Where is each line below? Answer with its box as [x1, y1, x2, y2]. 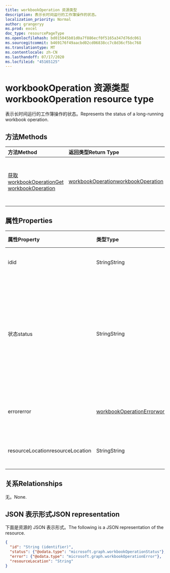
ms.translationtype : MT [5, 45, 56, 50]
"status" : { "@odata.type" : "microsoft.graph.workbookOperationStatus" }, [10, 549, 166, 554]
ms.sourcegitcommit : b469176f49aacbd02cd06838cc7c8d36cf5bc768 [5, 40, 142, 46]
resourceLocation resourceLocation [8, 447, 92, 454]
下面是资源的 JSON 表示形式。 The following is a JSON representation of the [5, 524, 164, 531]
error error [8, 408, 31, 415]
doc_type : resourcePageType [5, 31, 65, 36]
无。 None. [5, 494, 27, 500]
